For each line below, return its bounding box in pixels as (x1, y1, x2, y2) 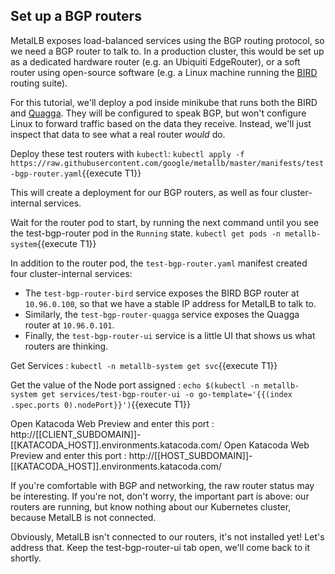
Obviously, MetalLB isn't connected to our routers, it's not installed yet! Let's (10, 530, 325, 543)
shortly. (10, 552, 42, 564)
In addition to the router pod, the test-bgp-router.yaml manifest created (10, 257, 308, 269)
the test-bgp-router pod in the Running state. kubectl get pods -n (10, 227, 282, 239)
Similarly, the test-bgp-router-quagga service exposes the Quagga (24, 308, 300, 320)
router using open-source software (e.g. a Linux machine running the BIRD (10, 66, 318, 78)
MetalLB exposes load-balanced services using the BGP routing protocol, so (10, 34, 325, 46)
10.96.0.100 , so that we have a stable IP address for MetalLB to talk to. (24, 297, 317, 309)
